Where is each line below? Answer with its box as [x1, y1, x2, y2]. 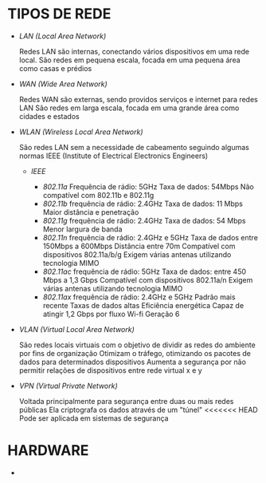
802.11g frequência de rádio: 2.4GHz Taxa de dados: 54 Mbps [42, 216, 246, 225]
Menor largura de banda [42, 224, 123, 234]
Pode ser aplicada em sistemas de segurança [18, 413, 169, 423]
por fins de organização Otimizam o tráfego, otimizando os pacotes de [18, 348, 252, 358]
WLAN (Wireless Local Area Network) [18, 127, 144, 137]
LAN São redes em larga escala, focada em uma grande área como [18, 103, 240, 113]
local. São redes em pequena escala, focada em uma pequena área [18, 55, 241, 65]
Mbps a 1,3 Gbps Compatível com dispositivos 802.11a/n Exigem [42, 275, 253, 284]
